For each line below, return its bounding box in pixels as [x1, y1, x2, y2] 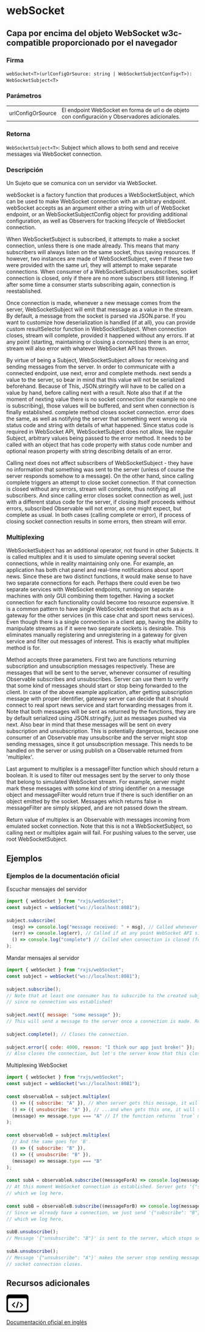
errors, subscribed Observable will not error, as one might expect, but [6, 505, 182, 512]
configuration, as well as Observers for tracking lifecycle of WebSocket [6, 218, 185, 225]
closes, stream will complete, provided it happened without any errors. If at [6, 332, 195, 339]
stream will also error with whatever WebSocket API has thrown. [6, 345, 168, 352]
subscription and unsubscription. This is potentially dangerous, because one [6, 728, 199, 735]
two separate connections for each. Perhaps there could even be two [6, 579, 181, 587]
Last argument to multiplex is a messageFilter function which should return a [6, 765, 199, 773]
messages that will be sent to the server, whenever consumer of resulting [6, 669, 191, 676]
